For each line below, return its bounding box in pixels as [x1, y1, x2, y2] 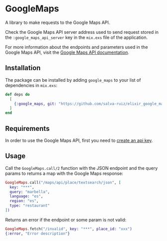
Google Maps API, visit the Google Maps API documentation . [5, 49, 129, 55]
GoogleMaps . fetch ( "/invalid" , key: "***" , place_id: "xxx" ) [5, 226, 133, 232]
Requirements [5, 124, 50, 132]
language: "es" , [9, 194, 43, 199]
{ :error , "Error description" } [5, 231, 70, 236]
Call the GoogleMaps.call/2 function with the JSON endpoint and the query [5, 165, 158, 171]
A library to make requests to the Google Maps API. [5, 19, 110, 25]
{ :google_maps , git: [14, 101, 57, 106]
